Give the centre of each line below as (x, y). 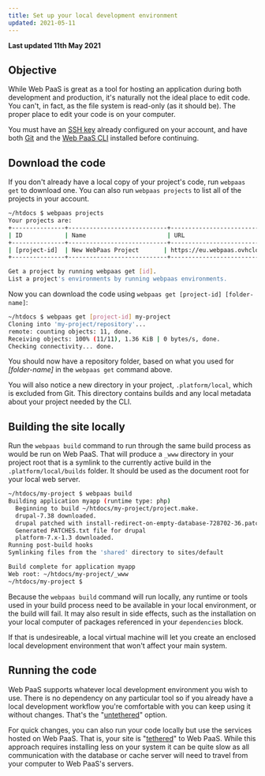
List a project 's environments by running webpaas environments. (118, 279)
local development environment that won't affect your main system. (118, 646)
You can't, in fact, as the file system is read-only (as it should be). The (122, 106)
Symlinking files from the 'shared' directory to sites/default (116, 553)
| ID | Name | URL (97, 235)
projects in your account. (49, 199)
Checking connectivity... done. (61, 346)
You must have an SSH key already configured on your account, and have (128, 130)
